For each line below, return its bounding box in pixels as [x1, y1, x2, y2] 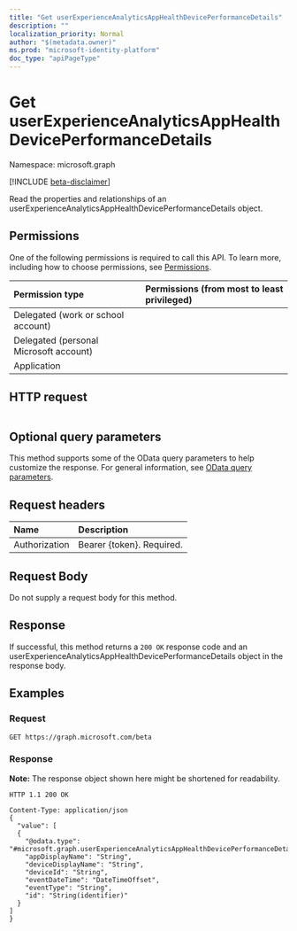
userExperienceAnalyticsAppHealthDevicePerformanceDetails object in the [9, 650, 284, 661]
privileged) [145, 293, 193, 306]
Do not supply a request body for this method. [9, 593, 178, 602]
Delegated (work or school [13, 308, 125, 321]
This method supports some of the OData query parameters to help [9, 453, 255, 463]
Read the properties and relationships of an [9, 193, 167, 204]
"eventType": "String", [25, 883, 113, 892]
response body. [9, 660, 66, 671]
